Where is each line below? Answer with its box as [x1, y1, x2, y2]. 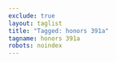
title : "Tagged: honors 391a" [8, 27, 110, 35]
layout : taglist [8, 19, 62, 27]
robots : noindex [8, 42, 62, 50]
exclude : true [8, 11, 56, 20]
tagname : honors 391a [8, 34, 81, 43]
